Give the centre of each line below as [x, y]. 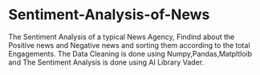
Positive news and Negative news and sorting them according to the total [129, 45]
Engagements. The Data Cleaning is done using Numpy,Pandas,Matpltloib [130, 53]
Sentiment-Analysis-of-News [109, 15]
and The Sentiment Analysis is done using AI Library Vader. [106, 62]
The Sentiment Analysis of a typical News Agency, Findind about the [122, 37]
